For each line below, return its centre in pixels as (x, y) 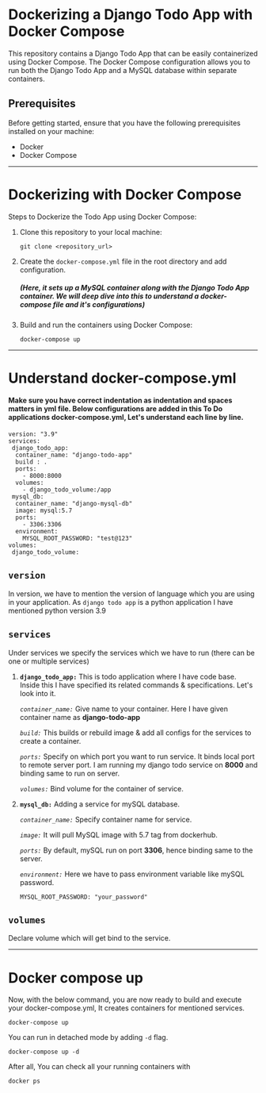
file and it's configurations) (99, 305)
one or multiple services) (49, 661)
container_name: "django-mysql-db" (74, 504)
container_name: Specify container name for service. (106, 819)
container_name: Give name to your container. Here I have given (123, 709)
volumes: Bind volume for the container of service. (101, 788)
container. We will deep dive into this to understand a (109, 296)
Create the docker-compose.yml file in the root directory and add (123, 261)
